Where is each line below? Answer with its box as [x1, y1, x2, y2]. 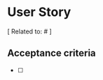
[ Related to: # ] [7, 27, 53, 35]
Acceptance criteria [7, 47, 96, 59]
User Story [7, 4, 71, 20]
